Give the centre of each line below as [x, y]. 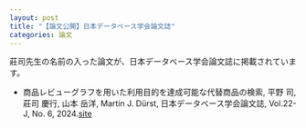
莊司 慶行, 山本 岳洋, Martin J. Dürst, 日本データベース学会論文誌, [145, 103]
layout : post [34, 18]
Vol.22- [283, 103]
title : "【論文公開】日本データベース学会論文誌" [92, 26]
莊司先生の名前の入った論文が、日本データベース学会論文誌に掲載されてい [149, 62]
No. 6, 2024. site [62, 113]
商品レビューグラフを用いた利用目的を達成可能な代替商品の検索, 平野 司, [159, 93]
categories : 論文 [41, 34]
